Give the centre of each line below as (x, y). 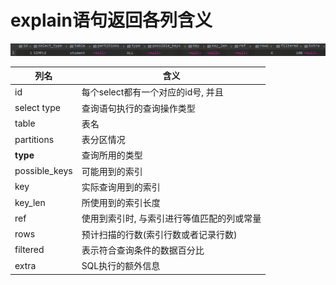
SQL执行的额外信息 (121, 266)
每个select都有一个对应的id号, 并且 (152, 92)
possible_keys (43, 171)
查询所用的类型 (112, 155)
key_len (30, 202)
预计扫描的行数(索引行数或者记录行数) (159, 234)
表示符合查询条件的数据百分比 (143, 250)
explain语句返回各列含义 (111, 20)
